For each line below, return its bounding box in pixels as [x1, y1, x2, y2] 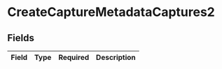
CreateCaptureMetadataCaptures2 [7, 4, 215, 20]
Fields [7, 32, 35, 44]
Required [58, 53, 90, 62]
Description [95, 53, 137, 62]
